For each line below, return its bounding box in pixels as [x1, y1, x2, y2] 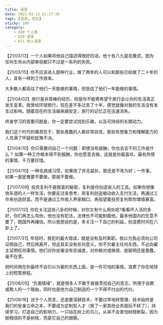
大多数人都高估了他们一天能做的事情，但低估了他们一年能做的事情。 [5, 86, 141, 91]
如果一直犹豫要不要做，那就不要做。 [5, 174, 78, 180]
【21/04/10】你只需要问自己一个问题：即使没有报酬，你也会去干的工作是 [5, 145, 150, 151]
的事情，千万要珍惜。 [5, 157, 48, 163]
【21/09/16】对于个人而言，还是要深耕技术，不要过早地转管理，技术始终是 [5, 296, 154, 302]
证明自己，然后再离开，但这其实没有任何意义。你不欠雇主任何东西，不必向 [5, 241, 154, 247]
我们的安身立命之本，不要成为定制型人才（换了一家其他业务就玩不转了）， [5, 303, 152, 308]
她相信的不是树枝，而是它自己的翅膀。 [5, 315, 81, 321]
